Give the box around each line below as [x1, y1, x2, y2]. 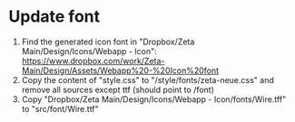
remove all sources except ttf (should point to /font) [21, 84, 215, 95]
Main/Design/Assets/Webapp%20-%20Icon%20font [21, 65, 220, 76]
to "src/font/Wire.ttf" [21, 103, 99, 114]
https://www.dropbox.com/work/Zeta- [21, 55, 165, 66]
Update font [8, 6, 101, 27]
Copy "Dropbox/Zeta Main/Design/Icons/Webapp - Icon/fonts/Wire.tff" [21, 93, 287, 105]
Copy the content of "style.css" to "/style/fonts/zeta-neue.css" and [21, 74, 274, 85]
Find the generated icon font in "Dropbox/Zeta [21, 36, 195, 47]
